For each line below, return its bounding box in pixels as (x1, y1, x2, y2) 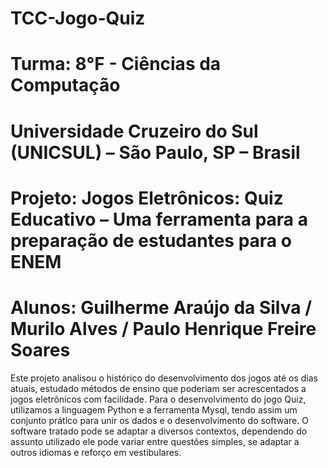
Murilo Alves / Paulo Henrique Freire (10, 317, 317, 340)
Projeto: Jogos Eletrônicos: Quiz (10, 187, 284, 209)
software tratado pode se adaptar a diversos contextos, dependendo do (10, 425, 308, 437)
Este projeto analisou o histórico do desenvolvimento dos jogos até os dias (10, 372, 318, 384)
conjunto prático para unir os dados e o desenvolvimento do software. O (10, 414, 309, 426)
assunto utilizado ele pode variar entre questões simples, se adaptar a (10, 435, 300, 447)
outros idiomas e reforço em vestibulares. (10, 446, 182, 458)
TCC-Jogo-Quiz (10, 7, 146, 30)
